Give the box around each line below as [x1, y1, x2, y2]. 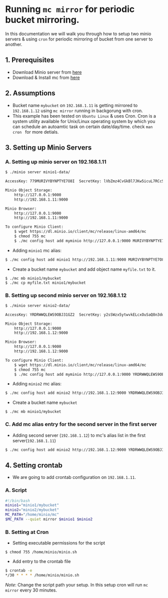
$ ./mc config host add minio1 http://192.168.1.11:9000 [5, 257, 126, 262]
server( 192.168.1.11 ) [12, 437, 56, 443]
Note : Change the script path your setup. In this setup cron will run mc [5, 582, 148, 587]
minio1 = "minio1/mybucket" [5, 503, 59, 508]
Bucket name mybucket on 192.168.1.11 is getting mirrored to [12, 102, 138, 108]
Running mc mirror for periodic [5, 4, 135, 15]
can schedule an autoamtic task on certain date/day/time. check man [12, 124, 153, 130]
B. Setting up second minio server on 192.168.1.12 [5, 292, 126, 299]
